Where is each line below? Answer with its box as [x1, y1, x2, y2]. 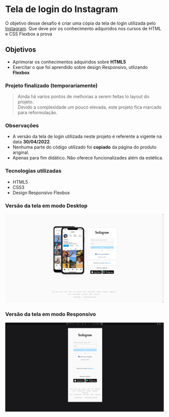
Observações [5, 122, 39, 129]
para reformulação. [17, 110, 58, 116]
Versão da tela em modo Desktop [5, 202, 88, 209]
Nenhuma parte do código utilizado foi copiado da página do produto [12, 144, 157, 150]
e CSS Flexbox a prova [5, 31, 52, 37]
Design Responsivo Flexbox [12, 190, 70, 196]
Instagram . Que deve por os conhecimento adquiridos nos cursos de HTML [5, 25, 162, 31]
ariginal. [12, 149, 29, 155]
